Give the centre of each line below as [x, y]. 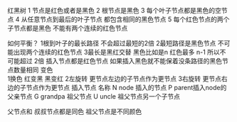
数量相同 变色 [33, 70]
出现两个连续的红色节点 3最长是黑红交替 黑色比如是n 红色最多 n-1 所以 [117, 52]
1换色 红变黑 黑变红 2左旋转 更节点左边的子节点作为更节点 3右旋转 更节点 [115, 79]
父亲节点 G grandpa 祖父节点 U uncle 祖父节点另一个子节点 [94, 96]
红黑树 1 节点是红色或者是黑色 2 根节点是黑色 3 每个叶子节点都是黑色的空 [115, 10]
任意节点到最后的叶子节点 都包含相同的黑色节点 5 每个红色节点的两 [126, 19]
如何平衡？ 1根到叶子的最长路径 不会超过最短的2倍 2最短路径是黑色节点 [112, 43]
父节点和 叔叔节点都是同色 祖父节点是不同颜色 [75, 111]
